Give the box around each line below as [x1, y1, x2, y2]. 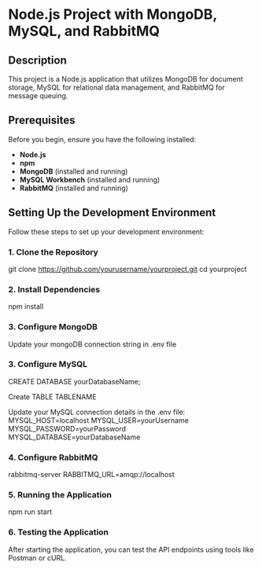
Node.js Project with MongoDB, [8, 6, 218, 24]
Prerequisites [8, 114, 76, 127]
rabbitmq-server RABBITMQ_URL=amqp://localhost [8, 470, 175, 479]
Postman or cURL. [8, 552, 67, 563]
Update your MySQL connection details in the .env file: [8, 407, 186, 417]
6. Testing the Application [8, 527, 109, 538]
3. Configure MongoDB [8, 321, 98, 332]
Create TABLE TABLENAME [8, 391, 97, 402]
